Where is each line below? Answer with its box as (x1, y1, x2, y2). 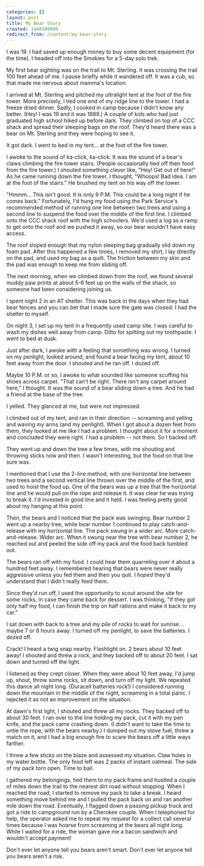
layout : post (6, 15, 39, 21)
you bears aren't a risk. (6, 853, 64, 860)
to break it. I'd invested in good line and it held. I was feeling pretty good (6, 496, 187, 503)
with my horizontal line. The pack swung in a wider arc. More (26, 527, 179, 535)
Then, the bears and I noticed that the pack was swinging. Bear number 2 (6, 514, 190, 521)
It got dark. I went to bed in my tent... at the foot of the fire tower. (6, 142, 169, 149)
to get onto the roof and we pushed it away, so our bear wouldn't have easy (6, 223, 196, 231)
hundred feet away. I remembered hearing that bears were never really (6, 565, 183, 572)
